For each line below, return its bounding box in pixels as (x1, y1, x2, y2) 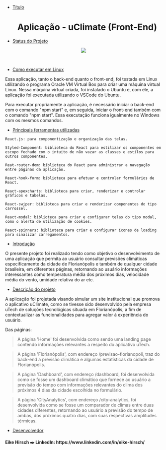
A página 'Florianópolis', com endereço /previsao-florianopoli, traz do (17, 351, 160, 357)
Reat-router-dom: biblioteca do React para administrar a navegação (5, 162, 150, 168)
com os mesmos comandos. (5, 117, 63, 123)
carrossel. (5, 206, 28, 211)
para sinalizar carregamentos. (5, 232, 70, 237)
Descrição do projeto (12, 286, 56, 292)
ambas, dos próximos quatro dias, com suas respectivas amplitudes (17, 412, 157, 418)
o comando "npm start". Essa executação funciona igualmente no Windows (5, 112, 160, 118)
